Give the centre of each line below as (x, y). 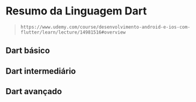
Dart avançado (34, 91)
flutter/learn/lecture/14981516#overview (73, 32)
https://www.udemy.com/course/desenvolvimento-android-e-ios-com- (105, 27)
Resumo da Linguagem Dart (76, 11)
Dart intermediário (41, 71)
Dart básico (28, 51)
